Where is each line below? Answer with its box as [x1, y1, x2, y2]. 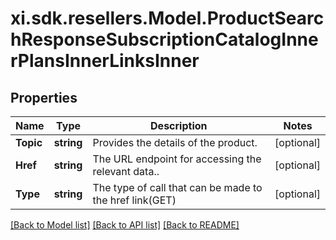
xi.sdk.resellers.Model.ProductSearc [10, 7, 325, 30]
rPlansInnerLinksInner [10, 50, 200, 72]
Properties [10, 89, 78, 106]
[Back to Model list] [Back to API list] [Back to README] [10, 219, 240, 231]
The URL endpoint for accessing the [92, 152, 262, 166]
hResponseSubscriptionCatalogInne [10, 28, 319, 51]
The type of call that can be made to [92, 181, 263, 194]
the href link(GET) [92, 193, 177, 207]
